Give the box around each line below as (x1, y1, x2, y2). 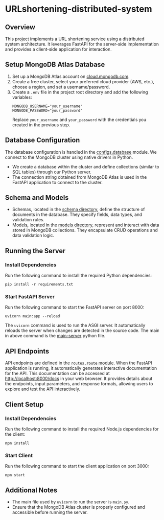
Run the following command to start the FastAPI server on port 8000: (5, 305, 144, 310)
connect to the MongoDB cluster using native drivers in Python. (5, 154, 133, 160)
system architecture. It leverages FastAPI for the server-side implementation (5, 41, 159, 47)
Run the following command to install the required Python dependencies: (5, 273, 152, 279)
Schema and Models (5, 193, 69, 202)
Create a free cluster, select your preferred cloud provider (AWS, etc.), (12, 78, 155, 84)
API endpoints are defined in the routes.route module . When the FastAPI (5, 360, 152, 366)
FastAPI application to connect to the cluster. (12, 179, 103, 185)
